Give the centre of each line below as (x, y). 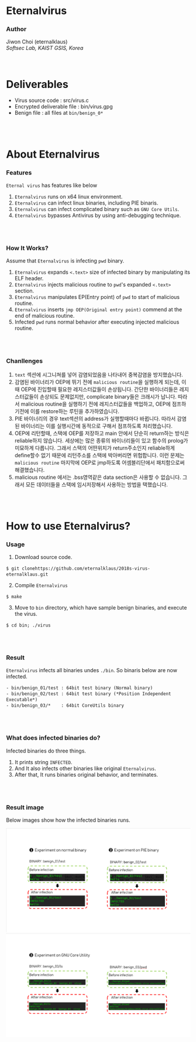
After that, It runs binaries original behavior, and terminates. (86, 774)
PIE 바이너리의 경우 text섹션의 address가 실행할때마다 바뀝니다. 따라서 (95, 418)
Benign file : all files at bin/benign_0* (59, 113)
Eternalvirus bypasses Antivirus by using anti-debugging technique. (98, 215)
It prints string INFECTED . (43, 762)
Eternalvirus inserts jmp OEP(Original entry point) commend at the (98, 309)
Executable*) (22, 700)
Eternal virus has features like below (52, 185)
